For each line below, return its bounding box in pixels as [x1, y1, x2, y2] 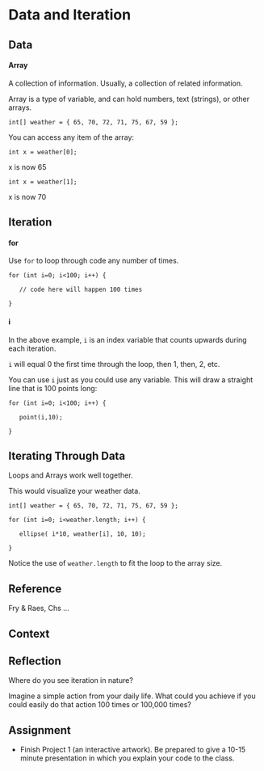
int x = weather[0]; [8, 148, 78, 156]
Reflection [8, 654, 62, 668]
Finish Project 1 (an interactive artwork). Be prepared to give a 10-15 [19, 745, 246, 755]
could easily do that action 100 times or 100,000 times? [8, 700, 192, 710]
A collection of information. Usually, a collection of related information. [8, 78, 243, 88]
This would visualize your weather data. [8, 487, 141, 496]
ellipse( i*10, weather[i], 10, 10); [19, 530, 147, 538]
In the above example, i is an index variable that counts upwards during [8, 335, 248, 344]
